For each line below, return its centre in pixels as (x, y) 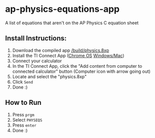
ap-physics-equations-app (62, 9)
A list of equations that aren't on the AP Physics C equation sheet (72, 23)
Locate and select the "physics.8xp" (49, 76)
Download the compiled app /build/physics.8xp (61, 50)
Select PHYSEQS (27, 120)
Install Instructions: (36, 38)
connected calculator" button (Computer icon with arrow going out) (81, 71)
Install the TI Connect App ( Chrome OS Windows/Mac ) (68, 55)
